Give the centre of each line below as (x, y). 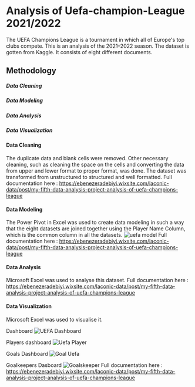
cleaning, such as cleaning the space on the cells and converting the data (95, 165)
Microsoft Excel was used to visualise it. (54, 319)
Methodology (31, 71)
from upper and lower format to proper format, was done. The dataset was (96, 171)
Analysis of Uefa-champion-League (95, 11)
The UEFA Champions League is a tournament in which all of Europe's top (95, 39)
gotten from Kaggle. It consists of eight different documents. (79, 52)
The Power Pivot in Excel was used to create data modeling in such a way (95, 223)
